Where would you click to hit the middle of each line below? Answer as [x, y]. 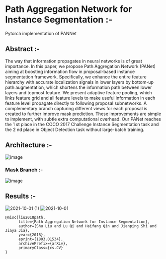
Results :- [20, 196]
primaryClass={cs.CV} [41, 248]
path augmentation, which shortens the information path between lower [79, 87]
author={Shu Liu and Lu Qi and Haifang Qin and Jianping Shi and [87, 226]
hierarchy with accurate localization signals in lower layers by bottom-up [80, 82]
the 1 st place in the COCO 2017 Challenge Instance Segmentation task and [82, 124]
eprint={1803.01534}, [41, 239]
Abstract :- [22, 49]
